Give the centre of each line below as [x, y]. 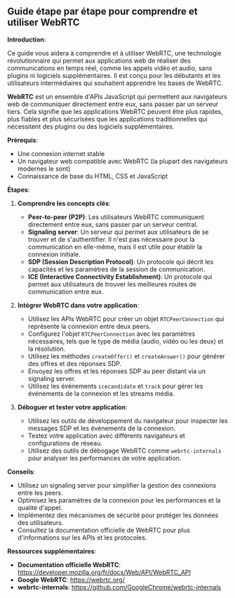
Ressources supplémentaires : [52, 551]
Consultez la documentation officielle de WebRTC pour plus [104, 530]
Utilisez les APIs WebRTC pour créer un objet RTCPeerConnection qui [126, 318]
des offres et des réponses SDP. [75, 363]
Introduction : [27, 39]
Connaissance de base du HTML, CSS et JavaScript [93, 176]
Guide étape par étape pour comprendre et [102, 12]
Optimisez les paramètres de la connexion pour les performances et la [119, 500]
